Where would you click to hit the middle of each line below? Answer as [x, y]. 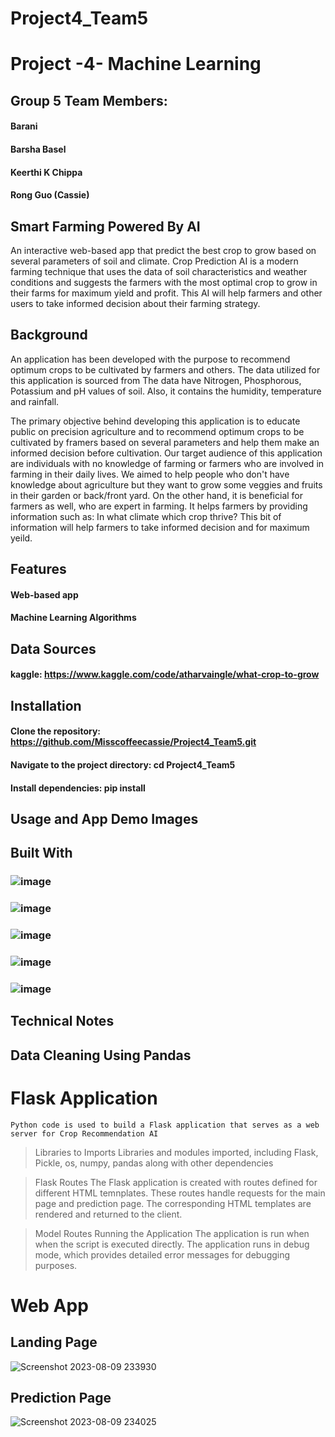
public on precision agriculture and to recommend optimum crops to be [157, 431]
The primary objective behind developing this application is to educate [155, 421]
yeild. [21, 538]
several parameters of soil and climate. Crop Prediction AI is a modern [154, 261]
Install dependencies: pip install [78, 788]
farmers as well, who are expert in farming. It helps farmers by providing [159, 506]
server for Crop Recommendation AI [84, 1133]
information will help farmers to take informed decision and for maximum [160, 527]
